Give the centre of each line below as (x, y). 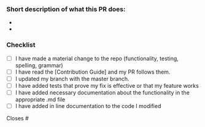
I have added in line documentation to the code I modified (88, 106)
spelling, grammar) (39, 65)
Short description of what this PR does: (66, 9)
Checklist (21, 45)
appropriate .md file (40, 99)
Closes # (17, 118)
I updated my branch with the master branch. (72, 79)
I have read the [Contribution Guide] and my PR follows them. (93, 72)
